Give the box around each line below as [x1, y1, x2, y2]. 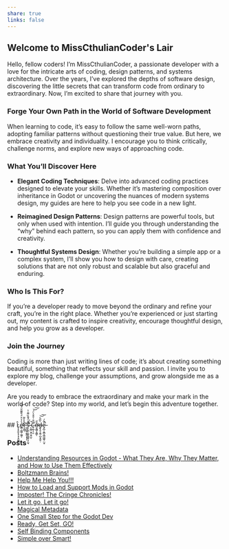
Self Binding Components [17, 527, 90, 535]
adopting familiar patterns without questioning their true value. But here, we [7, 129, 221, 138]
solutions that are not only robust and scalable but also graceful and [17, 262, 210, 270]
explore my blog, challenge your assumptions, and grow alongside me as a [7, 372, 219, 380]
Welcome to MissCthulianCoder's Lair [7, 42, 173, 54]
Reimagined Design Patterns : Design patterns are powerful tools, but [17, 212, 215, 220]
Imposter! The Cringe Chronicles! [17, 490, 111, 499]
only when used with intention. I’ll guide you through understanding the [17, 219, 219, 228]
